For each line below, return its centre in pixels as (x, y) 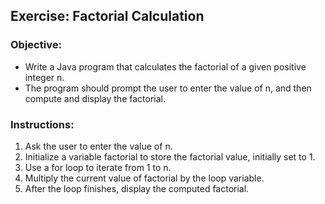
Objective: (36, 45)
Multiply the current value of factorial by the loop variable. (144, 178)
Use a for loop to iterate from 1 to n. (98, 167)
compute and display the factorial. (95, 98)
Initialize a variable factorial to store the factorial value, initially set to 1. (170, 156)
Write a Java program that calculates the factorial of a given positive (165, 66)
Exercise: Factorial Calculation (107, 16)
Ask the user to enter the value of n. (98, 146)
